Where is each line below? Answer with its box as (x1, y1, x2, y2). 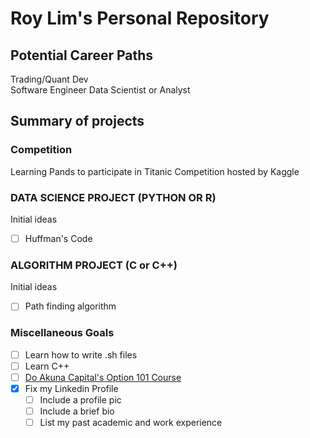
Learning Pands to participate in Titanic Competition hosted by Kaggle (10, 165, 300, 177)
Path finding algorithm (24, 300, 117, 312)
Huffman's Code (24, 232, 93, 244)
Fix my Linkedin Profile (24, 382, 119, 394)
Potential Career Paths (10, 47, 154, 64)
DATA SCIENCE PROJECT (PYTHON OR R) (10, 190, 217, 204)
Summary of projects (10, 113, 145, 130)
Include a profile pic (39, 393, 122, 406)
